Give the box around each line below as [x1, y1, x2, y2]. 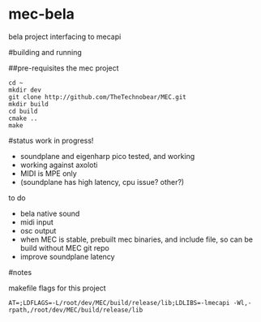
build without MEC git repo [19, 243, 109, 252]
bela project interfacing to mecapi [8, 32, 122, 41]
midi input [19, 217, 54, 227]
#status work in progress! [8, 135, 94, 145]
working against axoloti [19, 160, 98, 170]
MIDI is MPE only [19, 168, 77, 178]
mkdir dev [8, 86, 42, 94]
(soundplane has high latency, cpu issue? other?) [19, 177, 185, 187]
